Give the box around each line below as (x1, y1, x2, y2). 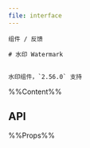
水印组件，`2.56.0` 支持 (8, 72, 82, 80)
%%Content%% (8, 87, 62, 96)
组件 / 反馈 (8, 35, 44, 43)
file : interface (8, 11, 62, 20)
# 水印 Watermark (8, 50, 64, 58)
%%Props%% (8, 130, 56, 140)
